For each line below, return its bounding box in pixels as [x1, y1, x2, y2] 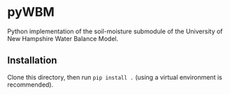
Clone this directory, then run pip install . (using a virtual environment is [7, 73, 222, 81]
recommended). [7, 80, 54, 89]
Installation [7, 55, 57, 67]
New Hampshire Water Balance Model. [7, 34, 119, 42]
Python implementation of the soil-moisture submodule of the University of [7, 27, 223, 35]
